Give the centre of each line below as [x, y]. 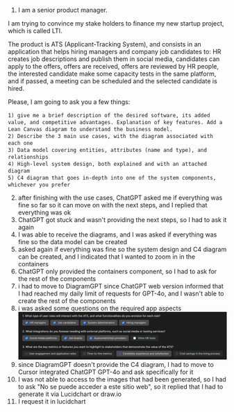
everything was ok [44, 212]
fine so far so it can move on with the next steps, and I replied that [112, 205]
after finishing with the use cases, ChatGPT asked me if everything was [120, 198]
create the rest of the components [67, 301]
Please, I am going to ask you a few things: [69, 102]
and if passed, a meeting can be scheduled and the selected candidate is [112, 81]
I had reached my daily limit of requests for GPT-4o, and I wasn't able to [121, 293]
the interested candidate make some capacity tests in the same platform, [112, 74]
